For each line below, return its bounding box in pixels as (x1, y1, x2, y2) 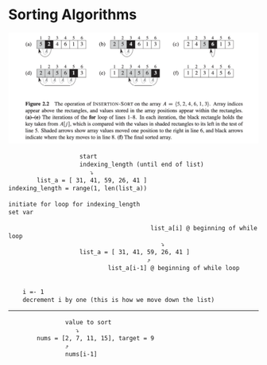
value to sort (64, 318, 112, 326)
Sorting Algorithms (8, 6, 137, 24)
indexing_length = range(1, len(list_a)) (8, 184, 148, 192)
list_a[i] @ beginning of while (150, 224, 258, 232)
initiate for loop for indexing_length (8, 200, 141, 208)
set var (8, 208, 34, 216)
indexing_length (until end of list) (79, 160, 204, 168)
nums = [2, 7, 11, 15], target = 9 (37, 334, 155, 342)
